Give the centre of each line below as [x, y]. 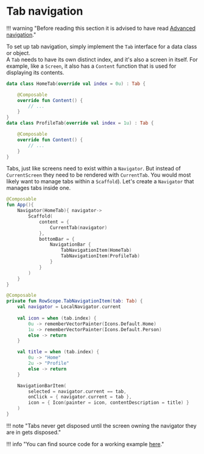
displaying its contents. [35, 72]
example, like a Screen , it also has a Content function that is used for [91, 66]
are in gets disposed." [33, 432]
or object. [18, 53]
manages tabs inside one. [39, 188]
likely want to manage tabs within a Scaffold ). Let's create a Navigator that [100, 181]
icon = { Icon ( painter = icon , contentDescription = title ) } [109, 403]
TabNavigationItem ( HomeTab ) [96, 251]
